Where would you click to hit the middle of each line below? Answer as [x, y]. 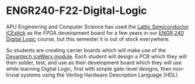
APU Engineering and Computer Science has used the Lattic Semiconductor [97, 27]
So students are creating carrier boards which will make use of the [86, 50]
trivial [13, 75]
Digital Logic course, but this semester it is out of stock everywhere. [88, 39]
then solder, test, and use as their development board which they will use [94, 63]
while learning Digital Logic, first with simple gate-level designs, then [89, 68]
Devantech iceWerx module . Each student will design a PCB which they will [96, 56]
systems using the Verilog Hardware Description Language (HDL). [100, 75]
